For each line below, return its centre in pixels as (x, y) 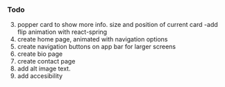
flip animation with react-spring (62, 32)
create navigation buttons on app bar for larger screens (96, 47)
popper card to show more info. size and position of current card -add (118, 25)
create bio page (40, 54)
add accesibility (40, 76)
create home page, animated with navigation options (92, 39)
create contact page (46, 61)
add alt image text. (44, 69)
